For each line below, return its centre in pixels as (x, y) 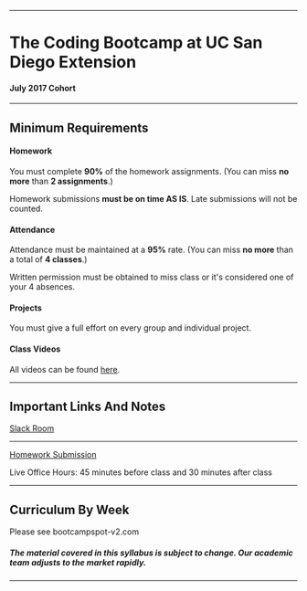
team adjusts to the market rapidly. (78, 562)
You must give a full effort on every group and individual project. (131, 328)
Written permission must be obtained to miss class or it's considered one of (152, 277)
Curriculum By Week (69, 509)
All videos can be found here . (65, 369)
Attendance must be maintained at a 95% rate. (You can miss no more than (152, 250)
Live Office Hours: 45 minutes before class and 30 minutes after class (141, 472)
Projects (26, 308)
